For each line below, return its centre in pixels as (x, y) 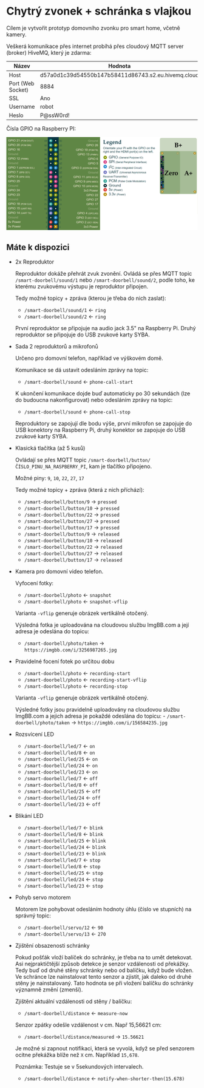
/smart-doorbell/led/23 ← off (62, 804)
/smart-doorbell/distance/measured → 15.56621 (84, 1037)
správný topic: (33, 916)
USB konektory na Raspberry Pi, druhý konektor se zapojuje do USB (100, 430)
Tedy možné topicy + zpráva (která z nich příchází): (80, 490)
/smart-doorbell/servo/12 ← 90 (63, 928)
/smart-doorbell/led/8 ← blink (63, 834)
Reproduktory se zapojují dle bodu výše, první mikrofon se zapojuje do (104, 424)
